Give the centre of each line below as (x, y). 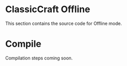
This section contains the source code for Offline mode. (64, 23)
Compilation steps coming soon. (39, 58)
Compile (23, 44)
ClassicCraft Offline (48, 9)
